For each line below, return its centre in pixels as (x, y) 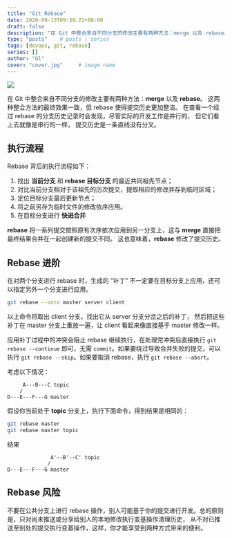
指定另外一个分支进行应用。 (52, 289)
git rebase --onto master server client (66, 303)
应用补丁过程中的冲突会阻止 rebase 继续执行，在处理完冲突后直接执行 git (112, 340)
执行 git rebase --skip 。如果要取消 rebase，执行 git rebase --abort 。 (110, 358)
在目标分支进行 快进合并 (51, 216)
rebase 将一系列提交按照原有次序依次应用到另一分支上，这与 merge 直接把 (114, 230)
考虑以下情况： (28, 372)
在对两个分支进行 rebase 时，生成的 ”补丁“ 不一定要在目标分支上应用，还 (111, 281)
